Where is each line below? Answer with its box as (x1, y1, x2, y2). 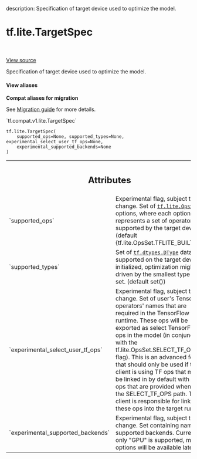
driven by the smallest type (115, 270, 191, 278)
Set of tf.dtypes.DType (115, 248, 179, 256)
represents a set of (115, 217, 168, 225)
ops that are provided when (115, 382, 192, 390)
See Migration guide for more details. (6, 106, 96, 113)
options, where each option (115, 209, 191, 217)
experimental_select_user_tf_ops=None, (6, 139, 104, 145)
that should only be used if (115, 360, 189, 369)
